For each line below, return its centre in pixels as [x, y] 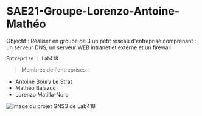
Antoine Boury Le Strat [44, 81]
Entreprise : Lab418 [33, 58]
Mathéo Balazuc [35, 88]
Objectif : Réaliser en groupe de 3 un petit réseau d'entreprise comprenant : [101, 41]
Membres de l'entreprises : [55, 70]
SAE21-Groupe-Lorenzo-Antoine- [93, 11]
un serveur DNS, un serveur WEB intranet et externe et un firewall [89, 47]
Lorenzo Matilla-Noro [42, 94]
